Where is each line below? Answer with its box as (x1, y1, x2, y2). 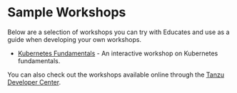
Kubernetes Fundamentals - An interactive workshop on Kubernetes (17, 49, 218, 58)
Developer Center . (7, 77, 61, 86)
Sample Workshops (7, 4, 126, 21)
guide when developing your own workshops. (7, 35, 141, 43)
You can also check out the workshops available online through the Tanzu (7, 70, 225, 79)
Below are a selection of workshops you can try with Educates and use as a (7, 28, 230, 36)
